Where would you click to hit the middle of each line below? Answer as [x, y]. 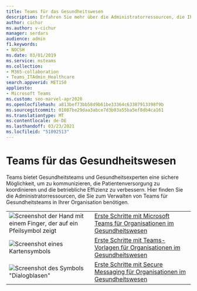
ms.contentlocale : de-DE [36, 121]
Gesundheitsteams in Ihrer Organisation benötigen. [68, 202]
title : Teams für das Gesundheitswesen [55, 11]
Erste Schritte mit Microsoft [132, 216]
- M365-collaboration [33, 72]
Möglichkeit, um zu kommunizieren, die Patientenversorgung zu [83, 183]
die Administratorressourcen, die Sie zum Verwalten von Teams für [87, 196]
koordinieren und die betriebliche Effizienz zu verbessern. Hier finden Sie [95, 189]
